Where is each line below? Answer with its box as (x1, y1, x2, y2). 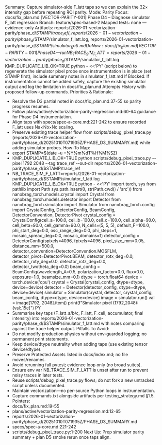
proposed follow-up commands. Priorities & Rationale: (5, 89, 113, 94)
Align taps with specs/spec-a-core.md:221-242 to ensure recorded (12, 119, 146, 125)
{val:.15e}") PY (12, 305, 41, 311)
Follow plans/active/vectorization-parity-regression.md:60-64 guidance (12, 108, 156, 114)
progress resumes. (12, 103, 50, 109)
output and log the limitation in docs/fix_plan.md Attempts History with (5, 84, 146, 89)
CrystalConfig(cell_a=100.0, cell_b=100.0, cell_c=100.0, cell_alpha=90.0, (12, 217, 156, 223)
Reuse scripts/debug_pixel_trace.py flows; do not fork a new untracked (12, 377, 155, 383)
